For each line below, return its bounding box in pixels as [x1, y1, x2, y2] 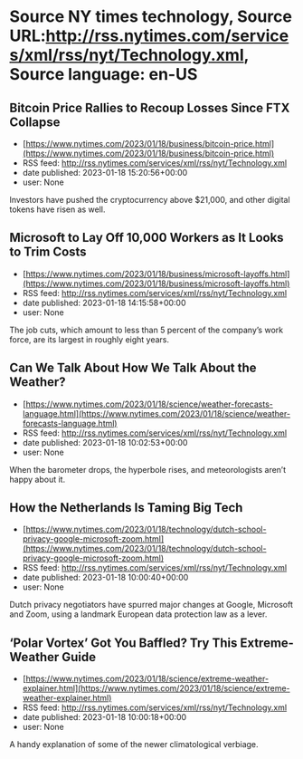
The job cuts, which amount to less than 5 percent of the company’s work [9, 324, 283, 335]
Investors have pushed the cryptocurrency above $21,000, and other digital [9, 195, 291, 205]
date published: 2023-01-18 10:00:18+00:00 [22, 712, 187, 723]
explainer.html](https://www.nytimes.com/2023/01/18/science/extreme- [22, 683, 291, 694]
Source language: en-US [9, 64, 198, 85]
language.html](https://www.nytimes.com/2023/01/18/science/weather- [22, 408, 291, 418]
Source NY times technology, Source [9, 6, 292, 27]
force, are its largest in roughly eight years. [9, 333, 170, 345]
